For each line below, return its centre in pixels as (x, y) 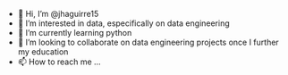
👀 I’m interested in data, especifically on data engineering (123, 23)
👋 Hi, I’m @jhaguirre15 (58, 14)
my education (43, 52)
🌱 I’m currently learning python (75, 33)
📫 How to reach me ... (59, 62)
